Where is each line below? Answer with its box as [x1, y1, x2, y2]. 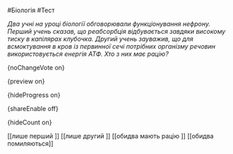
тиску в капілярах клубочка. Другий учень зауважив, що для [7, 35, 193, 43]
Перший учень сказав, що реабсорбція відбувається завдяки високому [7, 28, 226, 35]
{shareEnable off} [7, 105, 59, 112]
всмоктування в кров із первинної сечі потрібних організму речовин [7, 42, 216, 50]
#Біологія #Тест [7, 6, 55, 14]
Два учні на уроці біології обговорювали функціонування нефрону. [7, 20, 210, 28]
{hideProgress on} [7, 91, 61, 99]
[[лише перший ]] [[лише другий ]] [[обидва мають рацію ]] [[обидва [7, 132, 214, 140]
